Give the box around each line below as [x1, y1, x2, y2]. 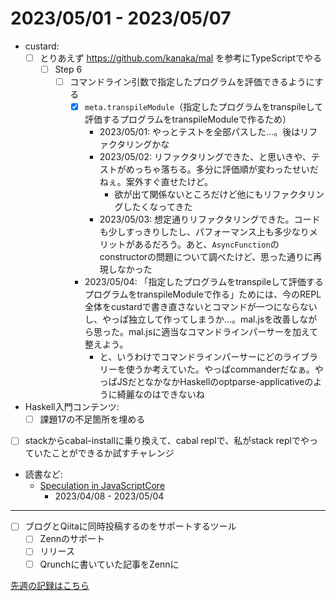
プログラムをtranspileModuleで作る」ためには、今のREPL [84, 288, 322, 301]
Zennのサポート [39, 533, 106, 545]
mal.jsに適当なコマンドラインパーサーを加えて [128, 326, 319, 338]
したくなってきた [123, 201, 193, 213]
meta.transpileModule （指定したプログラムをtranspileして [84, 101, 324, 113]
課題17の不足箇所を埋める [39, 413, 146, 426]
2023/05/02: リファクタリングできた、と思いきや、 [99, 151, 312, 163]
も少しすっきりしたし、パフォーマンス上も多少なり [99, 226, 310, 238]
